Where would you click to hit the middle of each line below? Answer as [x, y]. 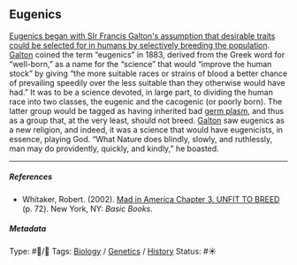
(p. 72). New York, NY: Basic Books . [87, 208]
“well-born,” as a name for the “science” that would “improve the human [141, 64]
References [31, 177]
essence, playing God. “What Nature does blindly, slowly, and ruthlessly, [141, 139]
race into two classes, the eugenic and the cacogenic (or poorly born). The [146, 102]
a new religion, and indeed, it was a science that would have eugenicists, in [146, 129]
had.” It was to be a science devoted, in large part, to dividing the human [141, 92]
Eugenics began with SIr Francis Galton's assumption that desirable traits [142, 35]
